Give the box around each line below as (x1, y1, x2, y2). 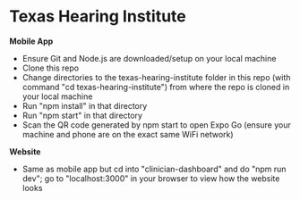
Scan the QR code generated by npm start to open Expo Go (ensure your (21, 119, 291, 130)
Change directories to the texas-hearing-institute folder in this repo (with (21, 71, 291, 82)
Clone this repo (21, 62, 79, 73)
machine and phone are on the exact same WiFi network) (21, 129, 235, 139)
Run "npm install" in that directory (21, 100, 148, 111)
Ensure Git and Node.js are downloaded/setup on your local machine (21, 53, 277, 63)
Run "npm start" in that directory (21, 110, 143, 121)
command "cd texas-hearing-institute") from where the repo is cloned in (21, 81, 290, 92)
